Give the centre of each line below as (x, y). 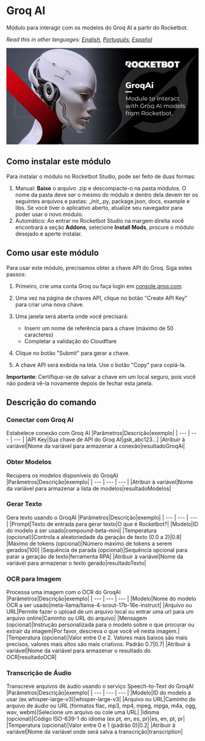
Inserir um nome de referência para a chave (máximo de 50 (99, 328)
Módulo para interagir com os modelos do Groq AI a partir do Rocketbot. (97, 28)
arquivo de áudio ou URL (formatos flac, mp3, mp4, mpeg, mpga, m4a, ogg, (102, 706)
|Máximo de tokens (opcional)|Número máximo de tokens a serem (89, 543)
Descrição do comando (51, 402)
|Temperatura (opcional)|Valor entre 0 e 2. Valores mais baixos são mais (97, 638)
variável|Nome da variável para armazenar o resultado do (79, 651)
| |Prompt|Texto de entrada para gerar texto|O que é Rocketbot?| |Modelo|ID (102, 524)
